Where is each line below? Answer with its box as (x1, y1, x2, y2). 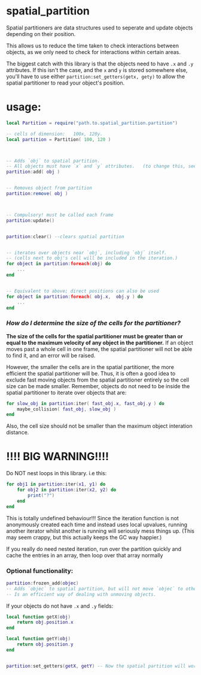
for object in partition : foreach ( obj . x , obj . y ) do (6, 293, 144, 299)
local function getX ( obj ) (6, 614, 71, 620)
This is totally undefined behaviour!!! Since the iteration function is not (6, 514, 179, 521)
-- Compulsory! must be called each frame (6, 212, 114, 218)
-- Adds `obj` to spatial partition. (6, 158, 100, 164)
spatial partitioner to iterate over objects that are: (6, 389, 127, 396)
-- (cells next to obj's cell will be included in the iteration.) (6, 255, 178, 262)
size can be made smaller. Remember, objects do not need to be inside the (6, 382, 190, 389)
